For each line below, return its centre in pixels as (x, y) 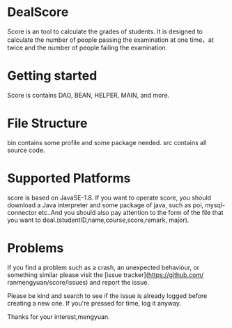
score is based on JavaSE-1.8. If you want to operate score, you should (109, 197)
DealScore (38, 12)
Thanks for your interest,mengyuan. (59, 316)
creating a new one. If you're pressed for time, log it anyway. (94, 303)
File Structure (47, 124)
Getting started (52, 76)
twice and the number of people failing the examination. (87, 47)
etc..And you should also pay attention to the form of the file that (131, 212)
